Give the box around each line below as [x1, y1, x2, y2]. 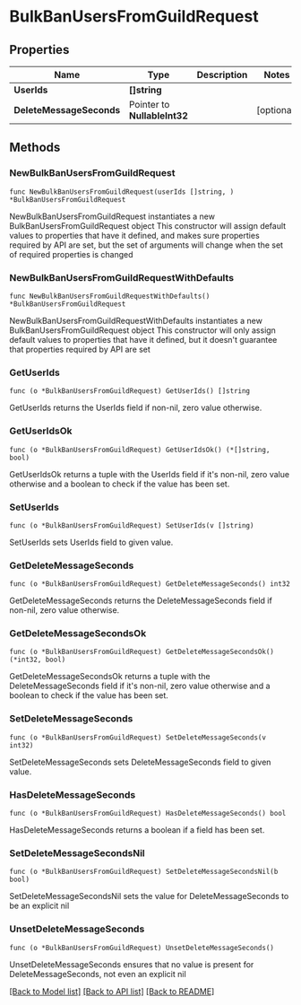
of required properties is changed [9, 249, 133, 259]
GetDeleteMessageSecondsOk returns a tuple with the [9, 671, 211, 682]
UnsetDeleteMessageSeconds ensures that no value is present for [9, 958, 254, 970]
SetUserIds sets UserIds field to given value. [9, 537, 174, 547]
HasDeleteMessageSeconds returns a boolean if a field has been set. [9, 825, 265, 835]
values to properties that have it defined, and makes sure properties [9, 230, 260, 240]
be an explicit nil [9, 900, 70, 912]
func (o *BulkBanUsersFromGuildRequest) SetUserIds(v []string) [9, 520, 254, 530]
